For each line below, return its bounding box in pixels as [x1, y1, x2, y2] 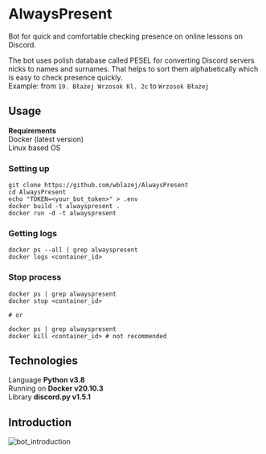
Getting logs [8, 227, 58, 239]
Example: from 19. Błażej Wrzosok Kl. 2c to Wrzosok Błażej [8, 81, 210, 91]
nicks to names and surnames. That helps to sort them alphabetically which [8, 63, 259, 73]
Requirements [8, 125, 57, 135]
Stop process [8, 272, 62, 283]
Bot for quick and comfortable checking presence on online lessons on [8, 31, 243, 41]
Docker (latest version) [8, 134, 84, 144]
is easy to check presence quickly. [8, 72, 123, 82]
